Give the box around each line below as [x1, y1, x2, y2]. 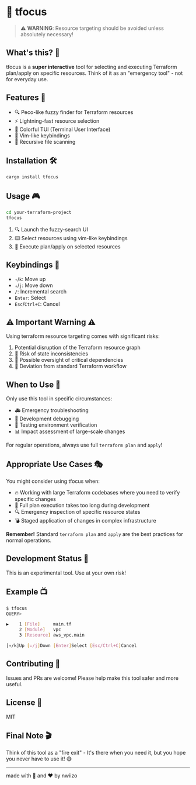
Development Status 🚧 [6, 554, 89, 563]
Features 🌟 [6, 93, 46, 103]
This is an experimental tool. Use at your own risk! [6, 569, 127, 576]
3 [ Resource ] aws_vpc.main [19, 632, 85, 638]
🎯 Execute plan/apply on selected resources [14, 243, 121, 250]
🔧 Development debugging [14, 415, 79, 423]
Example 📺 [6, 587, 48, 597]
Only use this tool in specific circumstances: [6, 395, 113, 402]
